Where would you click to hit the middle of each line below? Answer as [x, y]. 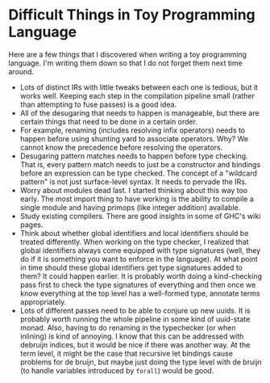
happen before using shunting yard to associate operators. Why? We [134, 138]
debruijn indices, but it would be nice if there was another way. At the [135, 344]
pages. [31, 225]
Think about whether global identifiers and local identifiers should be [134, 233]
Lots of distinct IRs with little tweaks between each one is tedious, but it [139, 87]
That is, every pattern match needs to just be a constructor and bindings [140, 164]
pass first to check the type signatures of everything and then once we [138, 284]
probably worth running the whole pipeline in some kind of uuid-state [135, 319]
